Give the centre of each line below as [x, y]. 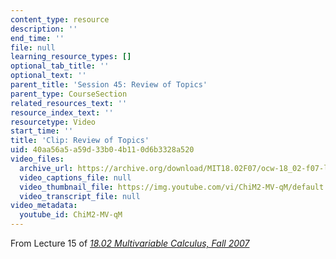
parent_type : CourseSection [69, 94]
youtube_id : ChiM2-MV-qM [71, 215]
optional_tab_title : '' [60, 66]
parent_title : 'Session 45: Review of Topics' [109, 85]
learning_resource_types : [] [71, 57]
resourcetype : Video [53, 122]
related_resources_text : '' [69, 103]
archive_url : [46, 168]
